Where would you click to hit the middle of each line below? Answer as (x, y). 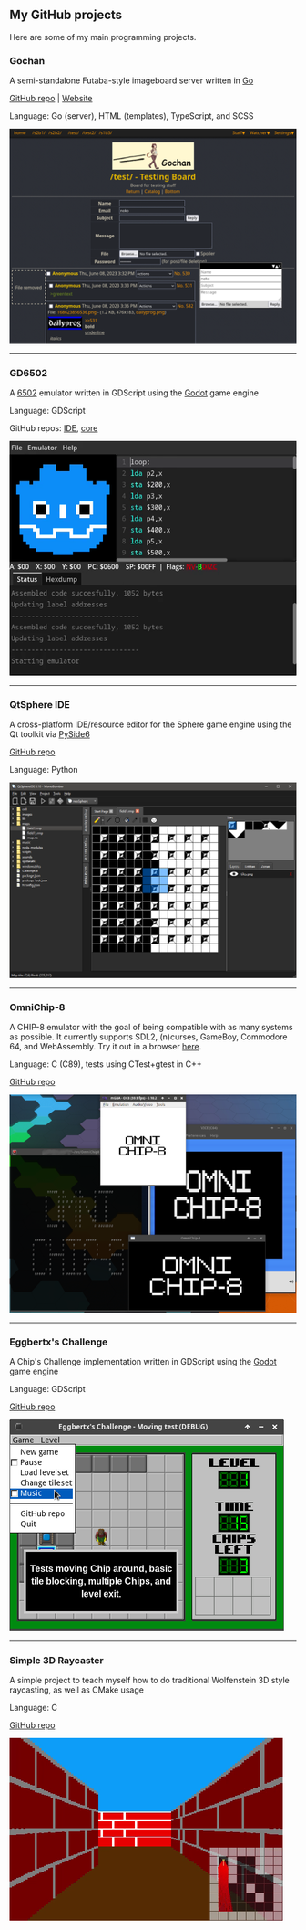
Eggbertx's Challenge (59, 1342)
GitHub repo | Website (51, 99)
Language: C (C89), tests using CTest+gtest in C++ (106, 1064)
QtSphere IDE (40, 704)
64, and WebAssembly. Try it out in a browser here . (106, 1047)
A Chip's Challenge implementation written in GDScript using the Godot (143, 1361)
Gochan (27, 60)
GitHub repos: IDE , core (54, 428)
